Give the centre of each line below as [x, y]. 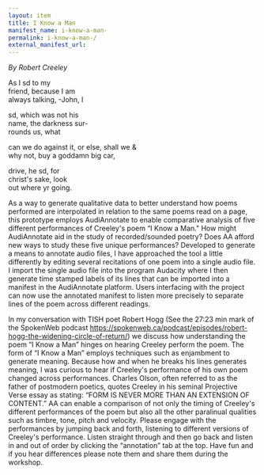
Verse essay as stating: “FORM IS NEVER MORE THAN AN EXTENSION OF [129, 395]
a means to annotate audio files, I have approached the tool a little [115, 253]
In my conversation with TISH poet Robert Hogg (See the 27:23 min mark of [131, 319]
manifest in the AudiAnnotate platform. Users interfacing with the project [126, 287]
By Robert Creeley [38, 67]
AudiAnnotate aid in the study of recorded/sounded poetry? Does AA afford [131, 237]
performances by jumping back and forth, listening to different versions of [128, 429]
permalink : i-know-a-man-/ [53, 38]
